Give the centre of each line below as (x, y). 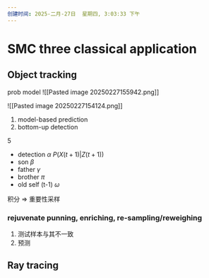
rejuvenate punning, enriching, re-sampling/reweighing (105, 218)
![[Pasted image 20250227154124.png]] (65, 105)
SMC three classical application (102, 48)
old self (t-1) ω (38, 184)
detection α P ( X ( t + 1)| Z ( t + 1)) (61, 154)
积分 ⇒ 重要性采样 (34, 199)
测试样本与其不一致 (46, 233)
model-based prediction (53, 119)
